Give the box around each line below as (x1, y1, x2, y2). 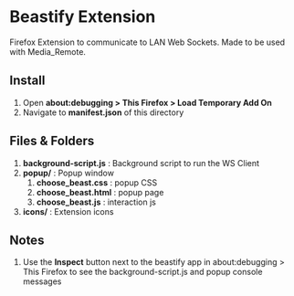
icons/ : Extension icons (22, 206, 114, 217)
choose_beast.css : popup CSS (36, 176, 158, 188)
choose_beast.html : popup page (36, 186, 164, 197)
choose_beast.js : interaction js (36, 196, 157, 207)
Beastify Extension (9, 6, 156, 27)
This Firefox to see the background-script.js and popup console (22, 267, 263, 278)
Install (9, 73, 46, 89)
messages (22, 276, 62, 287)
